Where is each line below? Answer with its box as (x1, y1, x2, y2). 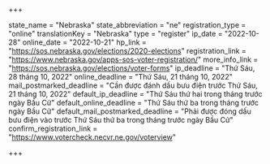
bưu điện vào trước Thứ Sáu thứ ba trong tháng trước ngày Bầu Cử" (8, 115, 234, 124)
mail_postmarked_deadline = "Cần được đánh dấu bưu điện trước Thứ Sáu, (8, 80, 258, 90)
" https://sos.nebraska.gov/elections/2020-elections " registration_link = (8, 46, 247, 55)
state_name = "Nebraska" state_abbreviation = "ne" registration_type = (8, 20, 246, 29)
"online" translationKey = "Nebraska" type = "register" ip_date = (8, 29, 223, 38)
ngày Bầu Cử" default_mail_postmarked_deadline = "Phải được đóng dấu (8, 106, 251, 116)
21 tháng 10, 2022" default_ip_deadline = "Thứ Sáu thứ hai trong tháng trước (8, 89, 263, 98)
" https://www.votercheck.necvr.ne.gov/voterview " (8, 132, 177, 142)
